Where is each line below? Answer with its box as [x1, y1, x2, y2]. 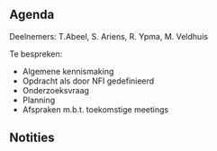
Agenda [9, 7, 55, 22]
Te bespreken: [9, 49, 63, 59]
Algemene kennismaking [22, 66, 114, 76]
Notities [9, 130, 55, 146]
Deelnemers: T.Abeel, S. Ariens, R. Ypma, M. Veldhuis [9, 31, 209, 41]
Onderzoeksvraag [22, 84, 90, 95]
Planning [22, 94, 56, 105]
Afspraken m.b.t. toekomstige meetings [22, 103, 169, 115]
